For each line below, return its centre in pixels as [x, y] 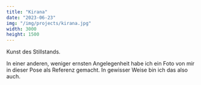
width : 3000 [21, 29]
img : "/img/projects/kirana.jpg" [49, 23]
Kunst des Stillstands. [34, 52]
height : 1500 [23, 35]
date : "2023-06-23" [31, 18]
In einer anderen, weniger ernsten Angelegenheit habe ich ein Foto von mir [100, 64]
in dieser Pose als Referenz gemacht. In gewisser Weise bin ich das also [97, 70]
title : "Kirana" [27, 12]
